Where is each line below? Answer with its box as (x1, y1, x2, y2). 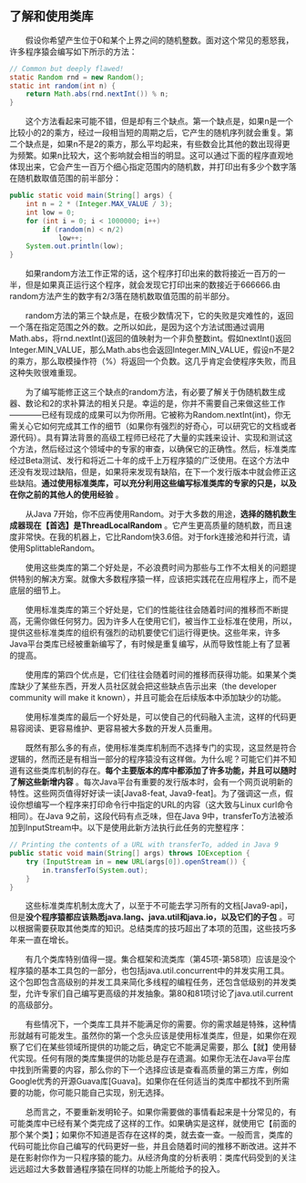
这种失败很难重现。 (9, 368, 82, 379)
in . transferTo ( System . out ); (42, 866, 148, 875)
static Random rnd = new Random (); (9, 72, 145, 82)
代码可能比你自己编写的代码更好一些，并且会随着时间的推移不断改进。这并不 (9, 1141, 297, 1152)
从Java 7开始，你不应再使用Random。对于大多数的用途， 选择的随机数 (25, 509, 289, 520)
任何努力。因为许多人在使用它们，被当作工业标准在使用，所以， (56, 616, 297, 627)
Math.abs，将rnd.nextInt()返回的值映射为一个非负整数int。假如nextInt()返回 (9, 333, 291, 344)
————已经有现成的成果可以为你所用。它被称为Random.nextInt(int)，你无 (9, 410, 291, 420)
